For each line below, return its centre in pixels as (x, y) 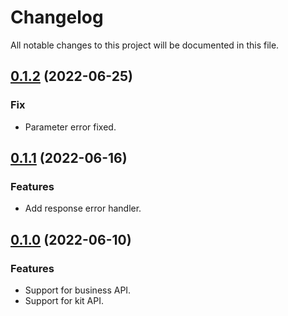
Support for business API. (78, 290)
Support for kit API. (64, 300)
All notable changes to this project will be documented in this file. (145, 45)
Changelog (57, 17)
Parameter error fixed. (70, 127)
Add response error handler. (83, 208)
